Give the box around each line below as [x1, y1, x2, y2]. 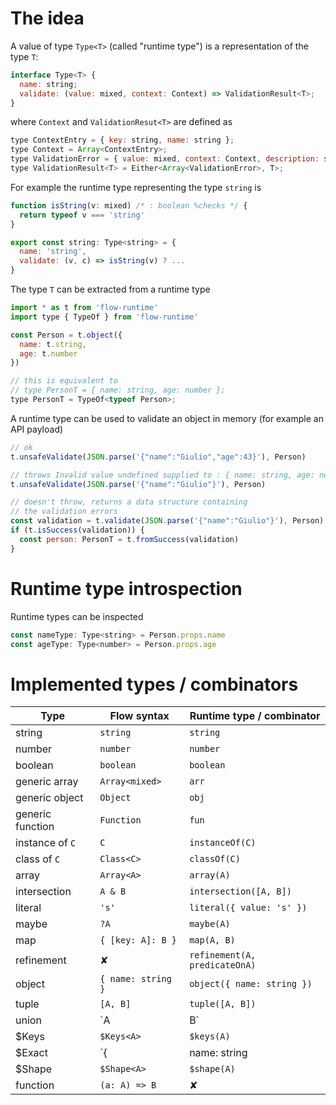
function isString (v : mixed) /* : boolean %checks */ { [10, 200, 248, 211]
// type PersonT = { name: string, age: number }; [10, 385, 226, 396]
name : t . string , [19, 339, 87, 349]
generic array [15, 775, 79, 789]
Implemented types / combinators [10, 673, 299, 696]
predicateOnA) [189, 960, 257, 971]
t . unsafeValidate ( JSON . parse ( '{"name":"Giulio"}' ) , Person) [10, 479, 267, 489]
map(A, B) [189, 935, 236, 946]
